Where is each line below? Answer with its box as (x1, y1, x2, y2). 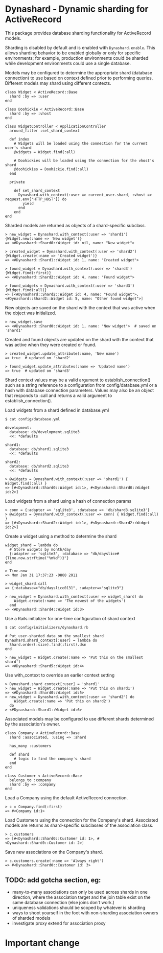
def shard (9, 752, 29, 757)
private (9, 180, 25, 185)
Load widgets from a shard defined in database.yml (5, 407, 109, 413)
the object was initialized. (5, 310, 56, 316)
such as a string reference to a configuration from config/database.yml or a (5, 382, 158, 388)
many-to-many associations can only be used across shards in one (12, 889, 148, 895)
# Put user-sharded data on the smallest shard (5, 633, 104, 638)
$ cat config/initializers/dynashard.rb (5, 625, 89, 630)
